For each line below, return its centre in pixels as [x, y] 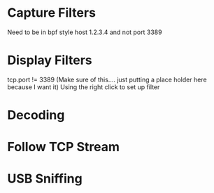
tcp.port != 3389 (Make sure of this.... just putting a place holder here [107, 79]
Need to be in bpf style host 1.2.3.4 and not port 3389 [85, 32]
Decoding [36, 115]
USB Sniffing [45, 179]
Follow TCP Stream [64, 147]
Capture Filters [52, 13]
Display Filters [50, 60]
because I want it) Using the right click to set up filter [84, 87]
